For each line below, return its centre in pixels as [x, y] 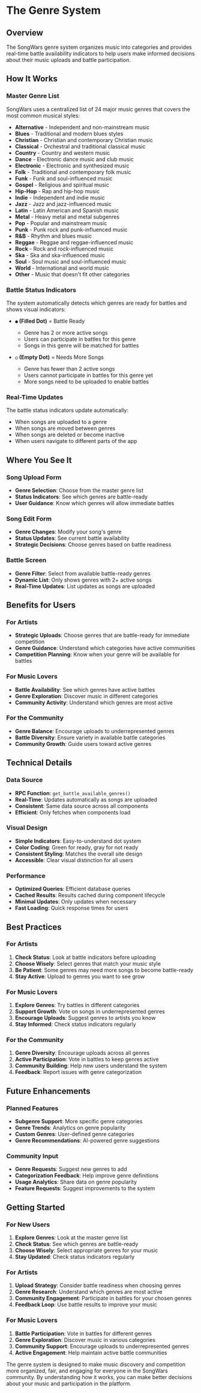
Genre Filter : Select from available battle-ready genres [83, 573]
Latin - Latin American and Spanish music [67, 210]
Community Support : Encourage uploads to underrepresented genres [102, 1346]
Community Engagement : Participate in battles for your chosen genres [103, 1298]
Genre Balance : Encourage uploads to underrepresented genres [94, 731]
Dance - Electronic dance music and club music [74, 159]
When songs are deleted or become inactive [70, 435]
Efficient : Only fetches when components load [73, 812]
